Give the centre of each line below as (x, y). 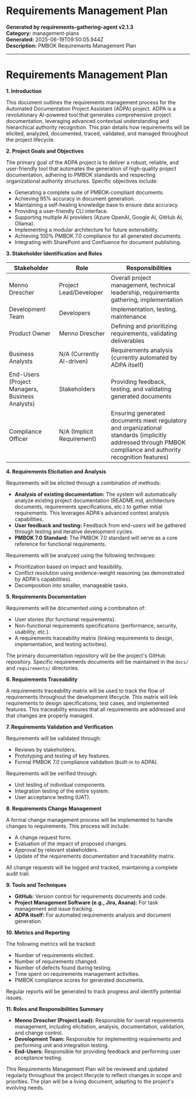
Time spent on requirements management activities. (77, 973)
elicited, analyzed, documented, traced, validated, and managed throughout (97, 133)
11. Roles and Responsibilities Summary (55, 1009)
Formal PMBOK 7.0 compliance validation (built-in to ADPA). (86, 762)
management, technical (143, 285)
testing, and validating (141, 389)
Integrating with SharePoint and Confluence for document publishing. (98, 242)
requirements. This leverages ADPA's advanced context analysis (92, 513)
